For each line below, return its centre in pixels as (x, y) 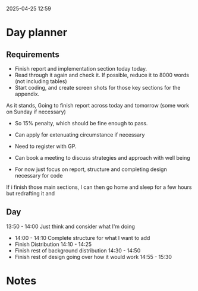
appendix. (27, 94)
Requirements (33, 54)
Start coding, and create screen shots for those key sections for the (98, 88)
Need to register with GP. (45, 146)
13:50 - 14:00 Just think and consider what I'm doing (71, 226)
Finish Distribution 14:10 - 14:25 (53, 244)
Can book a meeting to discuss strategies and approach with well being (102, 158)
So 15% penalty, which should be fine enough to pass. (81, 123)
